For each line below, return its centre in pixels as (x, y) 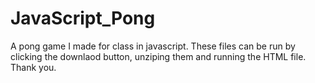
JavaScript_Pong (83, 18)
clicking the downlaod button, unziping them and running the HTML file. (158, 56)
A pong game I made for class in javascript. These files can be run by (153, 46)
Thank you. (33, 67)
